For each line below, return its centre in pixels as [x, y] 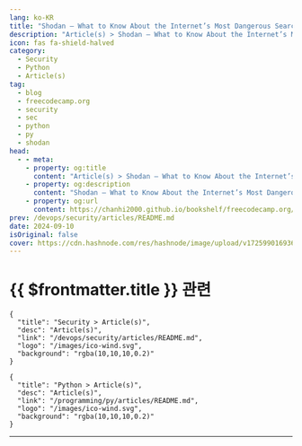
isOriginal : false [44, 234]
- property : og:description [78, 185]
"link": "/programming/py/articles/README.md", [108, 401]
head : [19, 151]
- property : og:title [66, 168]
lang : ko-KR [31, 17]
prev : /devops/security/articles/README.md [92, 218]
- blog [30, 92]
